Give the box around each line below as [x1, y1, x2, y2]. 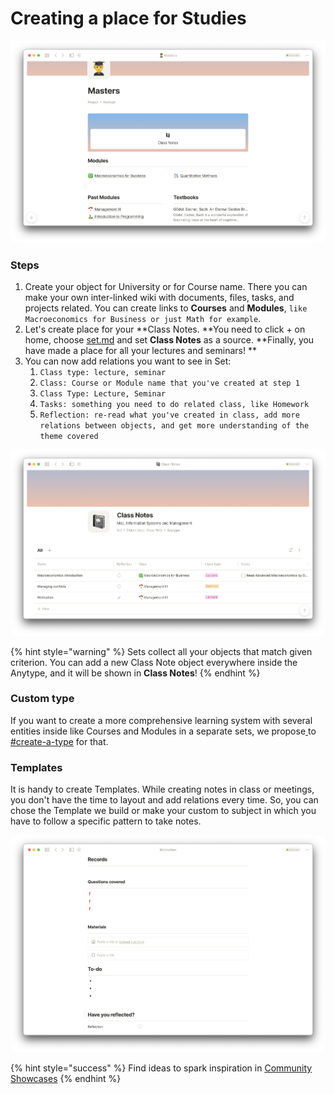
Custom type [10, 692, 75, 706]
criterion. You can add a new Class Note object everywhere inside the [10, 656, 298, 668]
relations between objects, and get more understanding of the [39, 421, 310, 431]
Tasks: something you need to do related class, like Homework [39, 400, 310, 410]
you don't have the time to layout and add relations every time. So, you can [10, 794, 319, 806]
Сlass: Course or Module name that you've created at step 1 [39, 378, 300, 389]
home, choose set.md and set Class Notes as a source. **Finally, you [24, 334, 315, 346]
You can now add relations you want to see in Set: [24, 355, 232, 367]
